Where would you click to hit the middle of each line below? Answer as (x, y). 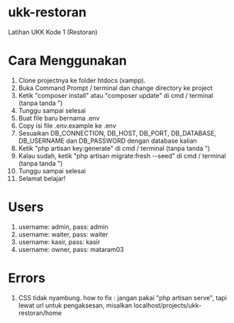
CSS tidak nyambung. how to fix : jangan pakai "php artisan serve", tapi (123, 297)
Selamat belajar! (42, 178)
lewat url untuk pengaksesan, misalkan (75, 305)
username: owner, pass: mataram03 (71, 249)
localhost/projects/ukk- (168, 305)
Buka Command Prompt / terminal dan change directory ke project (116, 88)
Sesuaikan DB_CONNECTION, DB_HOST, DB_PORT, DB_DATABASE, (117, 133)
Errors (27, 278)
